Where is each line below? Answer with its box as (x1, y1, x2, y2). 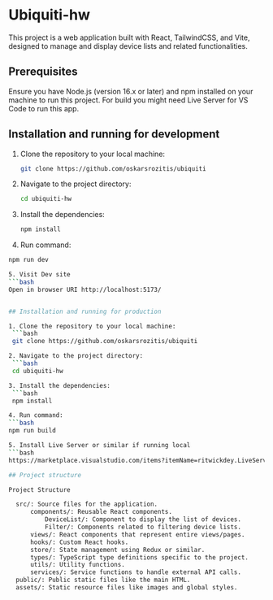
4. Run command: (8, 411, 63, 420)
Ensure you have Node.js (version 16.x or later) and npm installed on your (8, 86, 253, 96)
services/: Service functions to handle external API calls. (29, 568, 242, 576)
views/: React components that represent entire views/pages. (29, 530, 245, 538)
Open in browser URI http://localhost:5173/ (8, 285, 162, 293)
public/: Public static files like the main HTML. (15, 576, 191, 585)
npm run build (8, 427, 57, 435)
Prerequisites (8, 65, 78, 79)
